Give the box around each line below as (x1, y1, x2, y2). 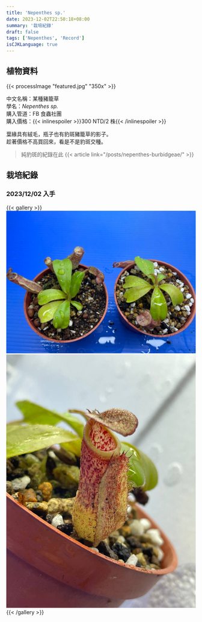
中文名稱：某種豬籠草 (6, 95, 59, 102)
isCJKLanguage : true (6, 42, 58, 48)
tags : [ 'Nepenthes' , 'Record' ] (6, 35, 85, 42)
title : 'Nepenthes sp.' (6, 10, 66, 16)
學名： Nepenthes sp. (6, 103, 58, 110)
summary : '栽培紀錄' (6, 22, 54, 28)
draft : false (6, 29, 39, 35)
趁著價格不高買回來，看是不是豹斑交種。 (6, 138, 106, 145)
